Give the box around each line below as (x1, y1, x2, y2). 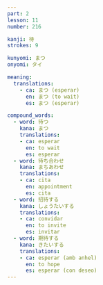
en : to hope (25, 261, 60, 268)
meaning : (7, 74, 32, 81)
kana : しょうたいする (19, 202, 75, 209)
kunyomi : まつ (7, 55, 46, 62)
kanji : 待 (7, 35, 35, 42)
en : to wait (25, 144, 60, 152)
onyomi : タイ (7, 61, 43, 68)
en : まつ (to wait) (25, 93, 79, 100)
